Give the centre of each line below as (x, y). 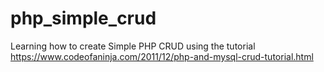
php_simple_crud (83, 18)
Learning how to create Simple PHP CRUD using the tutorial (133, 46)
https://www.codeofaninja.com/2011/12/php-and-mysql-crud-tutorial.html (162, 56)
